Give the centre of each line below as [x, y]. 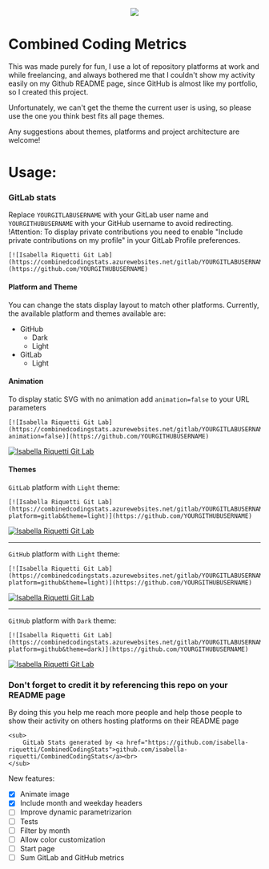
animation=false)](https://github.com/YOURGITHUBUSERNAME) [109, 436]
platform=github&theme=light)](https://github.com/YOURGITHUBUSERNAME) [130, 583]
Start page [37, 848]
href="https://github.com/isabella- [188, 743]
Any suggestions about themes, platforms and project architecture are [124, 131]
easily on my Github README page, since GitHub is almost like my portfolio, [133, 83]
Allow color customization [62, 839]
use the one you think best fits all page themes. [86, 115]
